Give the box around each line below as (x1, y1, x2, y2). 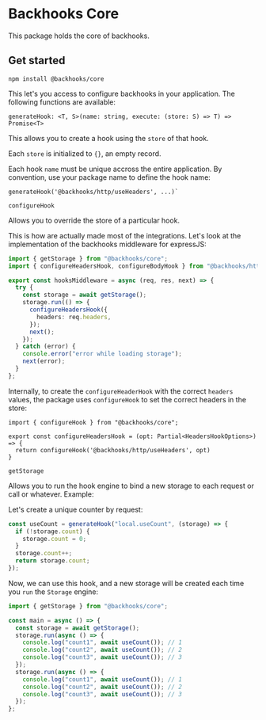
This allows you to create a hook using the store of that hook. (8, 133, 209, 143)
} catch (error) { (15, 342, 77, 351)
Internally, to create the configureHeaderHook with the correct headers (8, 386, 234, 396)
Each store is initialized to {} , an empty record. (8, 148, 161, 158)
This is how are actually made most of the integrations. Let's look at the (8, 230, 241, 240)
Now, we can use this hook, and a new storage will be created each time (8, 578, 245, 588)
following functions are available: (8, 97, 116, 107)
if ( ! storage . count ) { (15, 528, 90, 535)
